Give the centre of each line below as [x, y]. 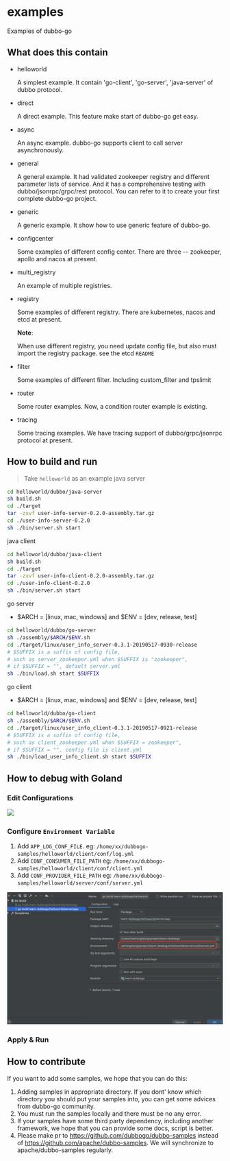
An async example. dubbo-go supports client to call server [100, 143]
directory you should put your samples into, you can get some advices [116, 1099]
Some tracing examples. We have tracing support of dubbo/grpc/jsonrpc [119, 433]
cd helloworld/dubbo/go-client [52, 714]
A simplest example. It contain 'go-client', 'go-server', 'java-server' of [115, 82]
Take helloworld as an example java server [85, 478]
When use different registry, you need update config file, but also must [117, 346]
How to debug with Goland [65, 778]
